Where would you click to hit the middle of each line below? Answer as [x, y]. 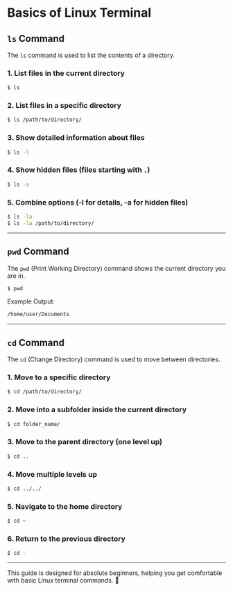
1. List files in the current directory [66, 73]
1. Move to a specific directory [59, 377]
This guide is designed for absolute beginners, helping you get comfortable [115, 573]
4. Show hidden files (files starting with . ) [79, 170]
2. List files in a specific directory [64, 106]
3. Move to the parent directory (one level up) [85, 442]
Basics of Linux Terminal [79, 13]
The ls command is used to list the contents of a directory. [91, 55]
